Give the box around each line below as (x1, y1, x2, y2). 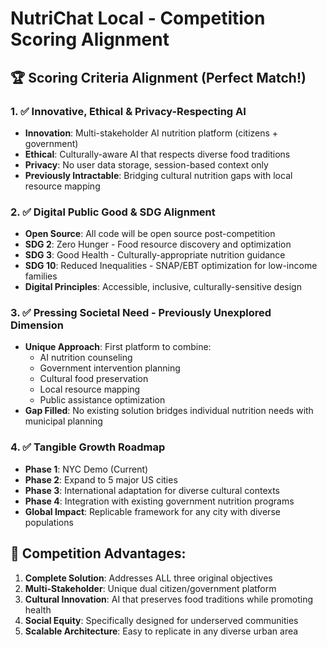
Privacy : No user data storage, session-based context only (24, 158, 269, 171)
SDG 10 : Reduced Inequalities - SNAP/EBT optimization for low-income (24, 260, 318, 272)
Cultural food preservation (39, 373, 149, 385)
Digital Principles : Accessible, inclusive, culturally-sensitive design (24, 281, 302, 293)
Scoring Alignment (10, 28, 170, 51)
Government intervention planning (39, 362, 181, 374)
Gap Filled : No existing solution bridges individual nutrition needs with (24, 405, 314, 417)
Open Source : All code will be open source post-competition (24, 228, 276, 240)
